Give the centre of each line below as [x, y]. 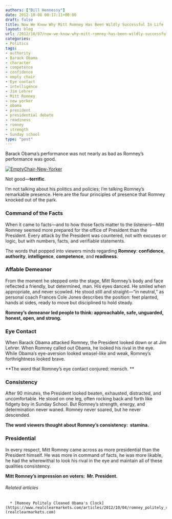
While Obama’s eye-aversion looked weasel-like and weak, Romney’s [78, 354]
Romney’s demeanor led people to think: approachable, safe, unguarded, [84, 312]
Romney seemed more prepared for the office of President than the [76, 230]
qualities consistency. [28, 466]
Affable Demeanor [29, 269]
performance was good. [31, 159]
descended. [18, 415]
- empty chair [20, 77]
